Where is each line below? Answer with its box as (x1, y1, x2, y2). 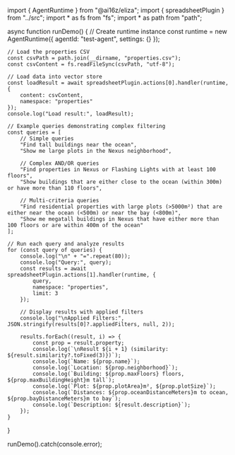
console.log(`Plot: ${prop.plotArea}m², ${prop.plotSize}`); (32, 383, 217, 390)
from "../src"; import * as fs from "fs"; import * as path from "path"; (7, 13, 203, 22)
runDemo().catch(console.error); (7, 440, 102, 448)
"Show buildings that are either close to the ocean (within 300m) (20, 178, 222, 185)
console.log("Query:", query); (20, 259, 112, 266)
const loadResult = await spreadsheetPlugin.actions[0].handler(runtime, (7, 79, 229, 86)
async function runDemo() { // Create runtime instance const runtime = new (7, 28, 228, 35)
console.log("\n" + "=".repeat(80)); (20, 253, 131, 260)
